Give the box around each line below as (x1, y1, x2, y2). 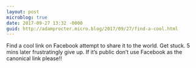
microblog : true (6, 14, 47, 20)
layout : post (6, 8, 40, 15)
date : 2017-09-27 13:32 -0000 (6, 20, 83, 26)
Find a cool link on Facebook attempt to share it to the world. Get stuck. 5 (6, 42, 191, 49)
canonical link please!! (6, 55, 63, 62)
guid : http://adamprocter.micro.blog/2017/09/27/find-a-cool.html (6, 25, 178, 32)
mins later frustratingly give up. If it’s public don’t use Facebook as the (6, 49, 183, 56)
